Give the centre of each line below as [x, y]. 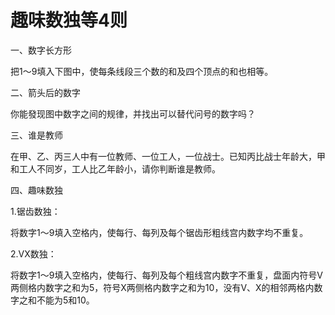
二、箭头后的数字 [45, 92]
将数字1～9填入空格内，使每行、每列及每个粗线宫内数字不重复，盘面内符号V [167, 275]
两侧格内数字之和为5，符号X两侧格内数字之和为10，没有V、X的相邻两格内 [162, 287]
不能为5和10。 [65, 300]
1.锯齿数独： [35, 211]
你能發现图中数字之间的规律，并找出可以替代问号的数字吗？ [133, 113]
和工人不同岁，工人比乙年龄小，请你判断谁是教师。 [115, 168]
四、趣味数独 [36, 190]
